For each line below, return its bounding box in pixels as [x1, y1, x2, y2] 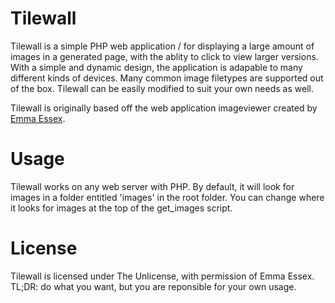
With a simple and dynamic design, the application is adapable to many [10, 61, 303, 73]
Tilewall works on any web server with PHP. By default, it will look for [10, 180, 295, 192]
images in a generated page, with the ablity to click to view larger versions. [10, 50, 319, 62]
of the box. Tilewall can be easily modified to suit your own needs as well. [10, 82, 314, 94]
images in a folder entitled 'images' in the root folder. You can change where [10, 191, 325, 203]
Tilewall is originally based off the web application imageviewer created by [10, 102, 318, 114]
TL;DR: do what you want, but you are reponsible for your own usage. [10, 280, 297, 292]
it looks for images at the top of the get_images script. [10, 202, 233, 214]
